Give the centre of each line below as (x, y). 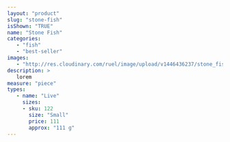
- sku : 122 (38, 109)
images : (18, 58)
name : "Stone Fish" (35, 32)
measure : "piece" (32, 83)
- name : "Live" (38, 96)
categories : (24, 39)
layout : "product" (33, 13)
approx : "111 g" (52, 128)
